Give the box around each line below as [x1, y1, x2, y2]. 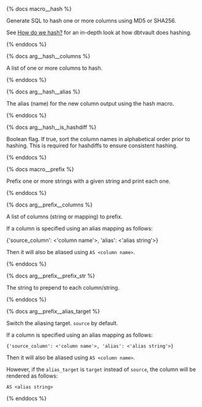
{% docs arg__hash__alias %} [6, 88, 81, 95]
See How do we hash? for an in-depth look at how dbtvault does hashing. [6, 29, 192, 36]
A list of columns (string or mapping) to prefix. [6, 213, 123, 220]
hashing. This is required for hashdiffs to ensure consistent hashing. [6, 142, 178, 149]
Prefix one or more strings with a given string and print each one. [6, 177, 171, 185]
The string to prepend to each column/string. [6, 284, 120, 291]
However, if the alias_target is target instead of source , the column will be [6, 366, 196, 373]
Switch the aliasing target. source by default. [6, 320, 118, 326]
